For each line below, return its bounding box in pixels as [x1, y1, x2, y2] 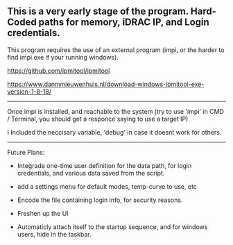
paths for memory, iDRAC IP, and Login [38, 17, 209, 28]
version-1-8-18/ [7, 87, 52, 96]
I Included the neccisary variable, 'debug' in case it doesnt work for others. [7, 128, 222, 136]
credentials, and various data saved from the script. [17, 169, 165, 177]
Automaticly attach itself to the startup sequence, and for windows [17, 222, 208, 231]
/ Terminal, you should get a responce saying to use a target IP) [7, 115, 189, 123]
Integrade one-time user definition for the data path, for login [17, 161, 192, 169]
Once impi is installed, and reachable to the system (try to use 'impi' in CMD [7, 107, 224, 115]
